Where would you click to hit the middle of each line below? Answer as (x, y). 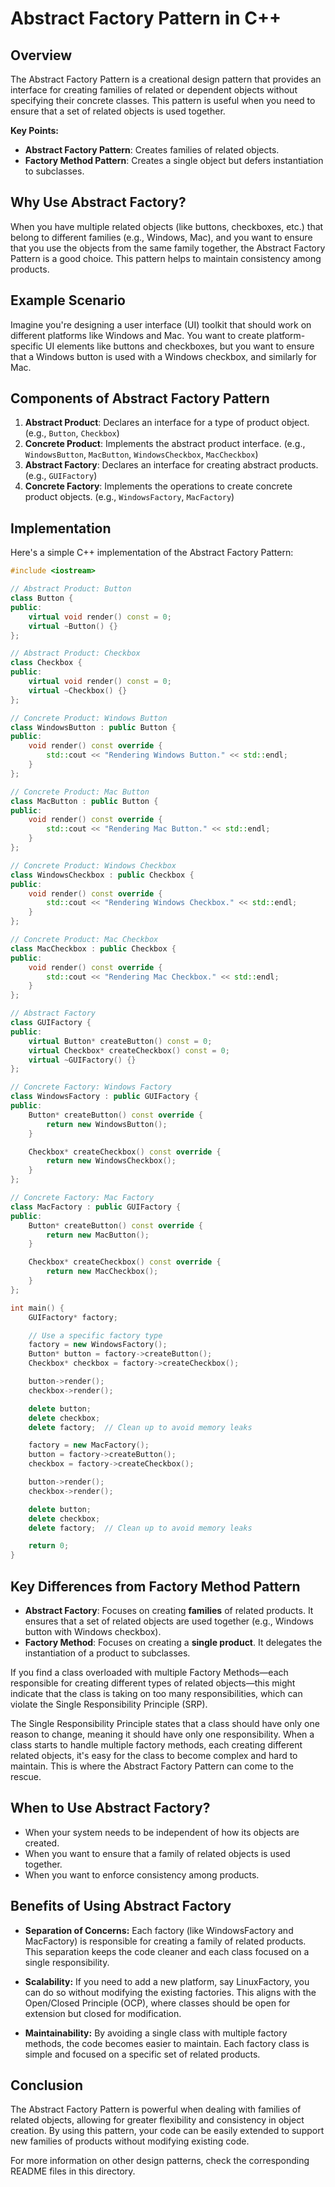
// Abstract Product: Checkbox (75, 653)
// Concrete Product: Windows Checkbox (93, 865)
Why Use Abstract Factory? (98, 202)
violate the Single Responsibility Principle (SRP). (109, 1704)
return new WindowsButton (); (107, 1124)
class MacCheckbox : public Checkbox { (93, 948)
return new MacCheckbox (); (102, 1272)
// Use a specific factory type (95, 1335)
